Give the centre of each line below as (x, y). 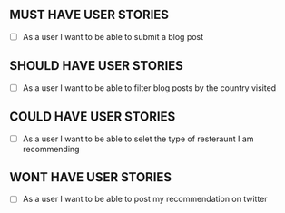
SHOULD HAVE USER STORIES (97, 66)
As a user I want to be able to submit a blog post (113, 36)
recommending (51, 149)
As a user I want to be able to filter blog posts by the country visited (149, 87)
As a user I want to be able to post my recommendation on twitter (145, 199)
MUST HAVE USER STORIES (89, 15)
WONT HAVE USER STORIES (91, 177)
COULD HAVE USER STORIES (93, 117)
